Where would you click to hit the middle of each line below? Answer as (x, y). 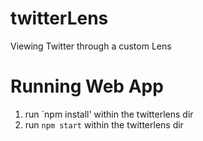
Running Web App (87, 86)
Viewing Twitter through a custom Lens (91, 46)
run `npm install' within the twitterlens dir (109, 114)
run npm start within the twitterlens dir (104, 124)
